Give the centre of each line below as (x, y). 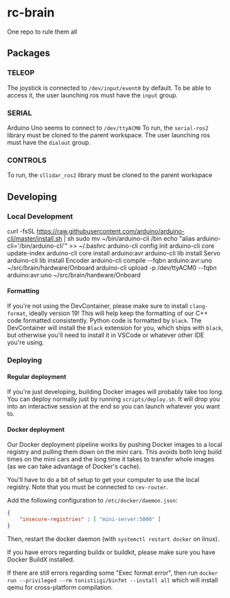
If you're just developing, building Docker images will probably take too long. (115, 392)
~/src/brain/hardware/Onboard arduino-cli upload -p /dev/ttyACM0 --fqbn (112, 267)
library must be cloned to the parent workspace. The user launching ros (109, 135)
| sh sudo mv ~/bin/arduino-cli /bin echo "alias (129, 238)
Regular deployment (37, 376)
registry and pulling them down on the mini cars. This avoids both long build (114, 452)
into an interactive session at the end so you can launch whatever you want (114, 406)
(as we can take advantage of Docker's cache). (74, 467)
